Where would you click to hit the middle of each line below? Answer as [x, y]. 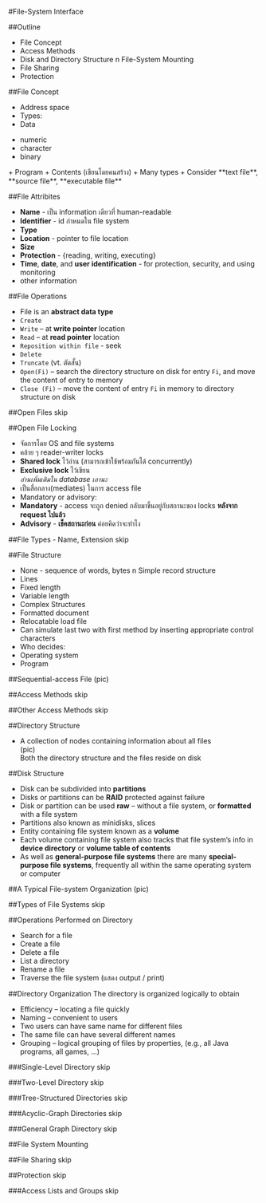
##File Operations [38, 296]
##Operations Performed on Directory [70, 920]
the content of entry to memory [71, 380]
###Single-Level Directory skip [59, 1067]
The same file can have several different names [98, 1035]
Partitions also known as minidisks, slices [88, 822]
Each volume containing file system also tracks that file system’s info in [136, 840]
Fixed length [40, 587]
